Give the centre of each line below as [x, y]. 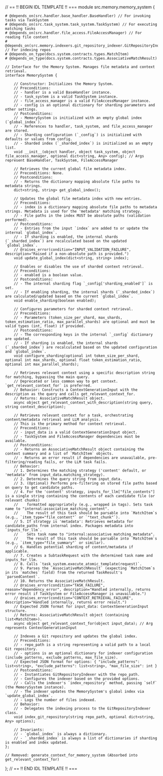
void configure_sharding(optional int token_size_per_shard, [77, 356]
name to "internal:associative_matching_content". [57, 509]
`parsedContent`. [23, 577]
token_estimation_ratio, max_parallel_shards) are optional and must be [80, 322]
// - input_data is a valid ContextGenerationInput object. [76, 432]
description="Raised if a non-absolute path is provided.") [67, 254]
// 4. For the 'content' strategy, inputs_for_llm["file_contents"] [84, 492]
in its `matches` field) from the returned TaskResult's [64, 573]
